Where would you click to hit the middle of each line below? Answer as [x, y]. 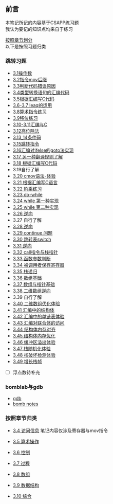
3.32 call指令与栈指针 [35, 252]
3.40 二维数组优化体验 [36, 304]
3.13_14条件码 [27, 137]
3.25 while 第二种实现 [36, 207]
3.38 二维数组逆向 [32, 291]
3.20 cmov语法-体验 [34, 176]
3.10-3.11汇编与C [30, 124]
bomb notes [25, 404]
